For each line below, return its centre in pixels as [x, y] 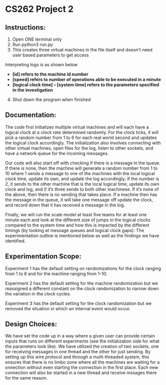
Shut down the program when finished [51, 99]
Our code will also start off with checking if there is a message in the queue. [83, 163]
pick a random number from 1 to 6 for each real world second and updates [81, 138]
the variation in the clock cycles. [38, 293]
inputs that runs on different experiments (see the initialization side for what [82, 341]
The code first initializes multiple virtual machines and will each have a [77, 127]
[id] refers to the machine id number [50, 74]
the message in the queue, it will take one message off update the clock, [79, 199]
